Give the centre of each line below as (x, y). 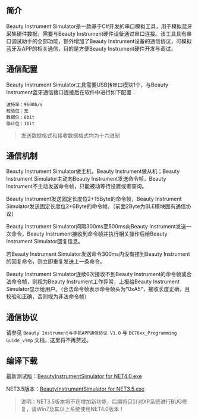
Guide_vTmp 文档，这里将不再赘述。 (49, 340)
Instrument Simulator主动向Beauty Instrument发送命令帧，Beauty (86, 179)
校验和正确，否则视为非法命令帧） (48, 296)
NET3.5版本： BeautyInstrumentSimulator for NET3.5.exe (75, 389)
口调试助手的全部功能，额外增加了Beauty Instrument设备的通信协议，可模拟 (99, 41)
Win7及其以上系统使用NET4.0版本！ (81, 409)
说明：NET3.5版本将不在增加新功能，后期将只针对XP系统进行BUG (101, 402)
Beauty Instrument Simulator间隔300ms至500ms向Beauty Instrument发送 (96, 227)
